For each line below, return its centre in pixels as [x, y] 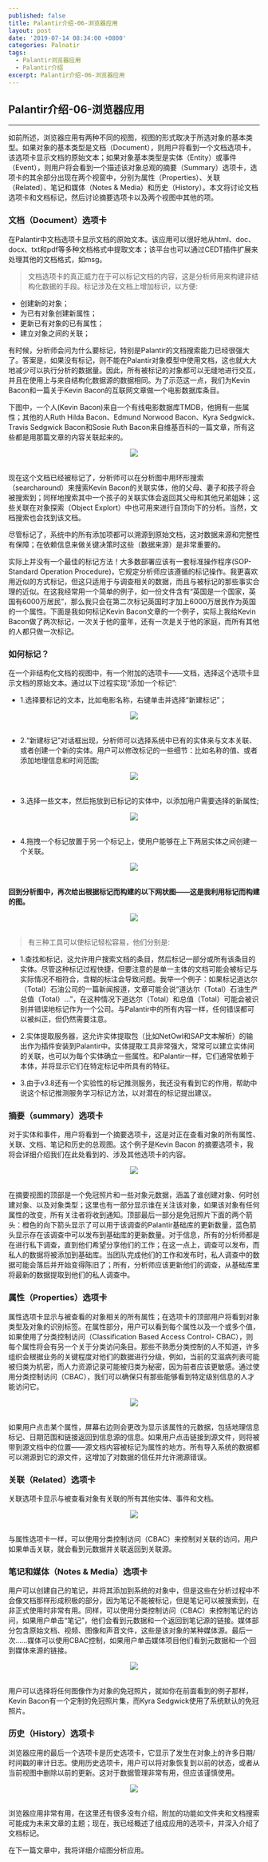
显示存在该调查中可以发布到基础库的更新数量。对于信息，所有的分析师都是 [137, 1235]
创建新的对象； [44, 303]
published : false [37, 16]
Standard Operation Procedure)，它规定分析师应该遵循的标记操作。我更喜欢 [133, 571]
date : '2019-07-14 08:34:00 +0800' [67, 38]
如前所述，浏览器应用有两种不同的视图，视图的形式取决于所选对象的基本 [127, 137]
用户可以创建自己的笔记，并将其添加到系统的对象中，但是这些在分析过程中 [130, 1590]
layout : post [30, 30]
